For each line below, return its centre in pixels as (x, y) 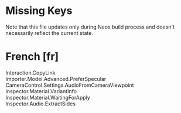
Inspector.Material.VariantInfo (41, 91)
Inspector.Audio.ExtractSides (40, 104)
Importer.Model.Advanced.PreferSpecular (56, 79)
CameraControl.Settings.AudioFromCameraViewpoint (70, 85)
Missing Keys (39, 11)
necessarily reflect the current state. (49, 33)
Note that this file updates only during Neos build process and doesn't (90, 27)
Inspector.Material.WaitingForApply (48, 97)
